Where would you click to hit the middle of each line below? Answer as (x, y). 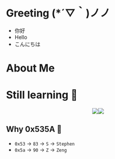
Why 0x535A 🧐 (34, 129)
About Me (30, 68)
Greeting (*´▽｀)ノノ (58, 13)
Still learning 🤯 (42, 95)
